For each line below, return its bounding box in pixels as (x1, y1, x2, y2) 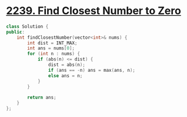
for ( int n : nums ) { (27, 51, 81, 57)
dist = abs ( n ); (48, 62, 85, 68)
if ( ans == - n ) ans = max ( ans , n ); (48, 67, 135, 73)
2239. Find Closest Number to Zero (6, 4, 181, 18)
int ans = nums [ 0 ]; (27, 45, 75, 51)
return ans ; (27, 95, 57, 101)
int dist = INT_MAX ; (27, 40, 78, 46)
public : (6, 29, 25, 35)
